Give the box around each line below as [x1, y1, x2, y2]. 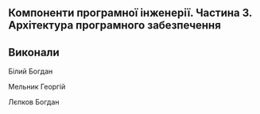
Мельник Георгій [8, 82, 66, 92]
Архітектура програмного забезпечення [8, 19, 221, 32]
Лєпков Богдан [8, 97, 60, 107]
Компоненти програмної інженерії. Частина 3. [8, 6, 253, 20]
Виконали [8, 45, 60, 59]
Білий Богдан [8, 66, 53, 76]
